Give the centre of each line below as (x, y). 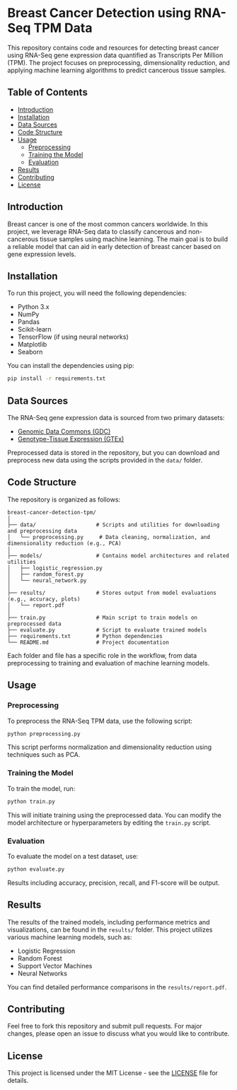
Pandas (29, 322)
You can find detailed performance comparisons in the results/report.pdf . (117, 987)
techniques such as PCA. (44, 755)
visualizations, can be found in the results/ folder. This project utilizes (110, 929)
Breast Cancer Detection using (99, 13)
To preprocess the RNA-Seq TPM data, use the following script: (100, 721)
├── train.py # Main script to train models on (103, 618)
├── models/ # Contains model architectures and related (118, 556)
